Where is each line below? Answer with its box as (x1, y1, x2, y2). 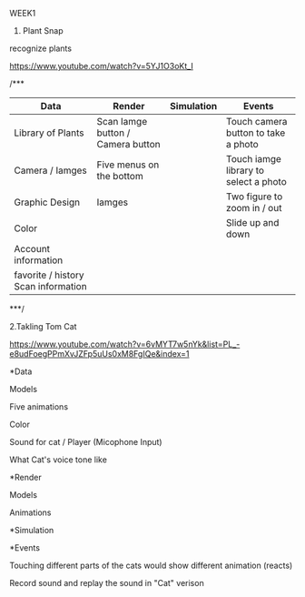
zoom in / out (225, 202, 282, 214)
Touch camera (225, 116, 288, 127)
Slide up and (225, 217, 280, 228)
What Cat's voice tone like (9, 454, 107, 465)
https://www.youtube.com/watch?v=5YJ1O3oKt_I (9, 61, 193, 71)
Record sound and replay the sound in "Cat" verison (9, 578, 204, 588)
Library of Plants (14, 126, 84, 139)
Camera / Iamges (14, 164, 88, 177)
